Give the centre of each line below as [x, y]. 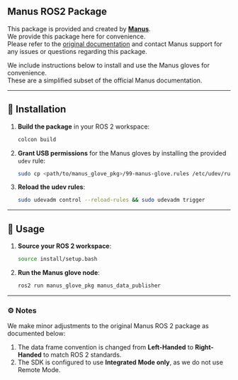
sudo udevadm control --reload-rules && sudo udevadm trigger [111, 200]
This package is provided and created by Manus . [79, 28]
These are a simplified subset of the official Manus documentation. [105, 80]
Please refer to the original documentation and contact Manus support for [115, 44]
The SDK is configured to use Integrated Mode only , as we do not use [120, 362]
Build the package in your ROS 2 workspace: [84, 126]
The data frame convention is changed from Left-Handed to [105, 347]
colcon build [37, 139]
